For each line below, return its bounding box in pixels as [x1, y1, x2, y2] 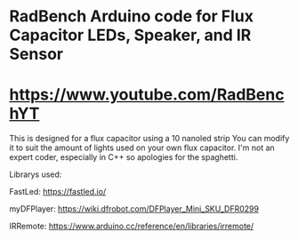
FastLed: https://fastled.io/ [9, 187, 107, 197]
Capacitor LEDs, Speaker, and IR [9, 25, 252, 45]
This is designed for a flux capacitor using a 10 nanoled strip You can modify [9, 133, 290, 144]
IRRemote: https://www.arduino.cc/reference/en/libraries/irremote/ [9, 220, 254, 232]
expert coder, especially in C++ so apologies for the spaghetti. [9, 152, 238, 163]
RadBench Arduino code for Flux [9, 6, 254, 27]
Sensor [9, 44, 64, 64]
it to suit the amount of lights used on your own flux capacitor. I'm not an [9, 142, 276, 153]
